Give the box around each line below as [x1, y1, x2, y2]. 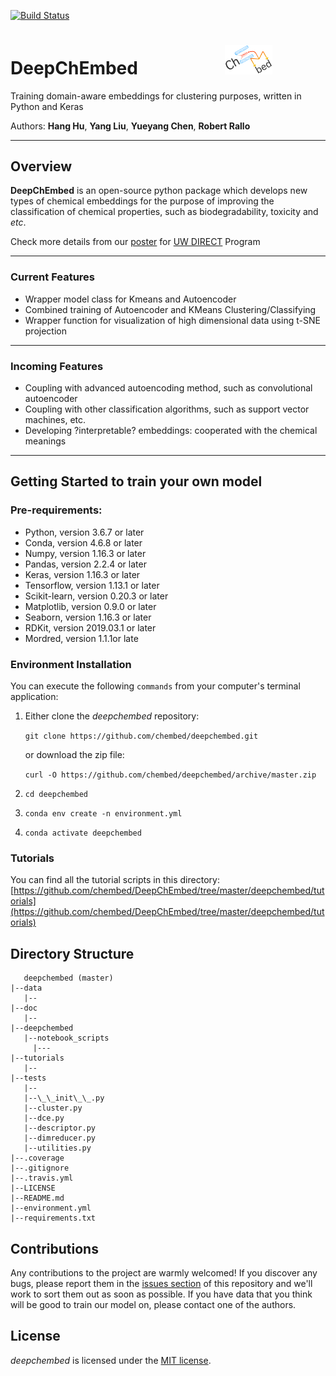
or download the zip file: [24, 749, 125, 761]
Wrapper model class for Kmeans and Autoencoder [24, 293, 237, 305]
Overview [10, 158, 73, 175]
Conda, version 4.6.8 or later [24, 536, 143, 549]
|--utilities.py [23, 1143, 92, 1154]
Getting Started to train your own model [10, 473, 263, 490]
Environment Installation [10, 657, 132, 671]
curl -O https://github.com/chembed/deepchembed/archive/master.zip [24, 770, 317, 780]
